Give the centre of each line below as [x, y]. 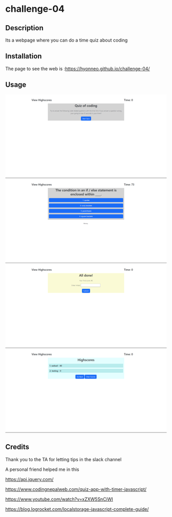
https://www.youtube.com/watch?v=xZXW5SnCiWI [59, 499]
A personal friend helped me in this [42, 469]
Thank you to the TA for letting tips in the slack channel [63, 459]
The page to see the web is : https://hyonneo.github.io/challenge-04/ [78, 68]
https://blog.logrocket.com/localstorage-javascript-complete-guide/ [77, 509]
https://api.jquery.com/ [29, 479]
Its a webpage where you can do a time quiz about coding [67, 40]
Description [24, 28]
